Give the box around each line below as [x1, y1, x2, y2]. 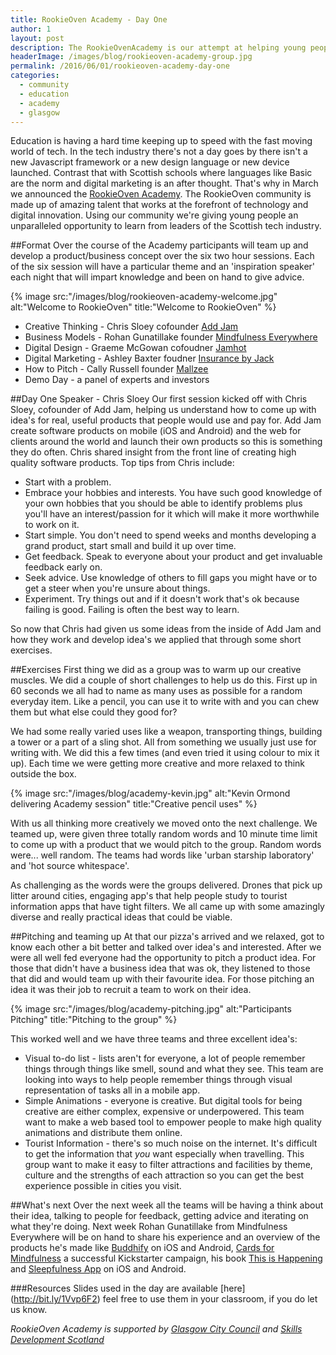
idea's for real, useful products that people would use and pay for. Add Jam [10, 414, 322, 426]
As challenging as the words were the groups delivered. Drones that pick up [10, 879, 323, 891]
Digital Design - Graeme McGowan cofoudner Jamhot [24, 342, 247, 354]
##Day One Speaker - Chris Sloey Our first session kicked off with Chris [10, 393, 308, 405]
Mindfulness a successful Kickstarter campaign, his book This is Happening [10, 1252, 323, 1265]
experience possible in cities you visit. [24, 1180, 182, 1192]
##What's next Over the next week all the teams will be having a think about [10, 1199, 324, 1211]
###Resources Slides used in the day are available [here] [10, 1282, 246, 1295]
